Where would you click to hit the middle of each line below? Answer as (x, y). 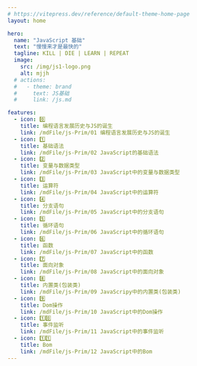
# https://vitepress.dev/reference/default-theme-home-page (99, 14)
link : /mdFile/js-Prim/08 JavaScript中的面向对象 (92, 272)
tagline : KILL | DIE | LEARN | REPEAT (72, 54)
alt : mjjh (35, 73)
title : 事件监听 (42, 325)
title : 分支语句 (42, 205)
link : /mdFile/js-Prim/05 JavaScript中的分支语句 (92, 212)
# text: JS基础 (42, 93)
